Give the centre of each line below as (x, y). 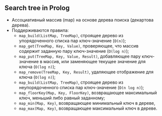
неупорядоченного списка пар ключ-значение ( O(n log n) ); (81, 87)
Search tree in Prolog (37, 8)
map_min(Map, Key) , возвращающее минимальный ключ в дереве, (87, 103)
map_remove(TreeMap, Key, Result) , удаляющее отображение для (86, 72)
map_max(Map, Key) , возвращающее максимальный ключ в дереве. (88, 108)
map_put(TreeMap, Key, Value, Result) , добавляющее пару (80, 56)
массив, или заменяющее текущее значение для (94, 61)
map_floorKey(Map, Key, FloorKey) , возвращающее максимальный (88, 93)
